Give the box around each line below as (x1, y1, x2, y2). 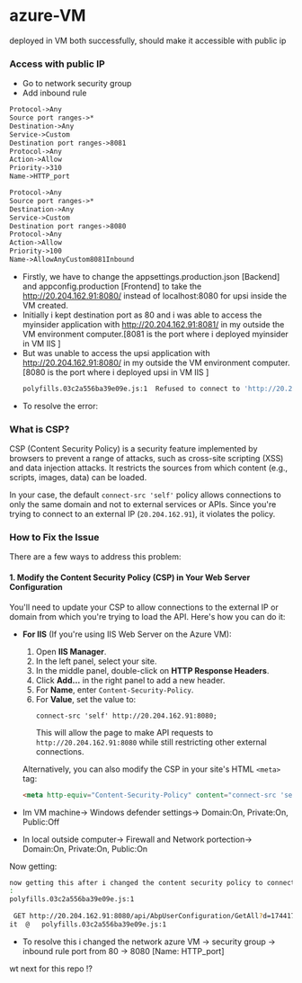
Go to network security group (22, 78, 132, 89)
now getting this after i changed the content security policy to (9, 878, 263, 887)
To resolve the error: (22, 400, 99, 411)
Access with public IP (9, 58, 105, 70)
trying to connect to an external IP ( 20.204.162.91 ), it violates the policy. (9, 509, 276, 520)
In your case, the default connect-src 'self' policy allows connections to (9, 489, 281, 500)
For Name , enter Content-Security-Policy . (35, 684, 194, 695)
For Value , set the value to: (35, 693, 137, 704)
